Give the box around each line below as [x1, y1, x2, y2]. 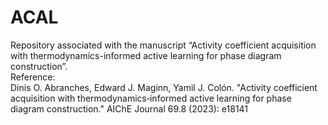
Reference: [10, 71, 56, 83]
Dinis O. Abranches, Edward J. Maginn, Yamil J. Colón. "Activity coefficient [10, 81, 318, 93]
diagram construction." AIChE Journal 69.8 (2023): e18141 [10, 102, 249, 115]
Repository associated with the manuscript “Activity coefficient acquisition [10, 39, 317, 51]
